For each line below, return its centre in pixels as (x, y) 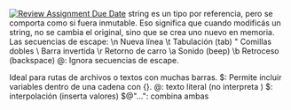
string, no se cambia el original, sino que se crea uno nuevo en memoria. (142, 32)
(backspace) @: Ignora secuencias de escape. (94, 60)
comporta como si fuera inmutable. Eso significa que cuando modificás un (145, 23)
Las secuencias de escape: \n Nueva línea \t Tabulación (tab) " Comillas (141, 41)
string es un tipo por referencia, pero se (201, 14)
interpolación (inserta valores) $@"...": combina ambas (109, 96)
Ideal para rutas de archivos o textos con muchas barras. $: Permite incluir (145, 77)
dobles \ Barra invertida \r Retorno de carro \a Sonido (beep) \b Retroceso (144, 51)
